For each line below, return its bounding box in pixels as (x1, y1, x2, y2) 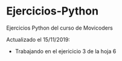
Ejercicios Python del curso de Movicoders (6, 24, 113, 31)
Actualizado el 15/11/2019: (6, 36, 71, 43)
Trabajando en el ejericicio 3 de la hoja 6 (14, 47, 117, 55)
